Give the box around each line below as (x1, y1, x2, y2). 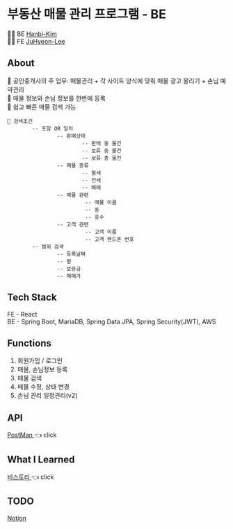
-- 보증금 (56, 265, 81, 272)
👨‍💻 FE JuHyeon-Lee (7, 37, 65, 45)
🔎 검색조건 (7, 117, 33, 125)
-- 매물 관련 (56, 192, 89, 199)
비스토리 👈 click (7, 473, 54, 481)
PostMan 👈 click (7, 431, 57, 439)
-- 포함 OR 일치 (32, 125, 74, 132)
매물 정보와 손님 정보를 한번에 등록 (13, 94, 106, 102)
